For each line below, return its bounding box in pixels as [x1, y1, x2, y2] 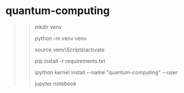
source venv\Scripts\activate [34, 46, 105, 53]
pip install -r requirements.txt [34, 57, 106, 64]
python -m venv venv [34, 35, 87, 42]
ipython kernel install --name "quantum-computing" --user [34, 68, 178, 75]
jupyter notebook [34, 80, 77, 87]
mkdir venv [34, 23, 63, 30]
